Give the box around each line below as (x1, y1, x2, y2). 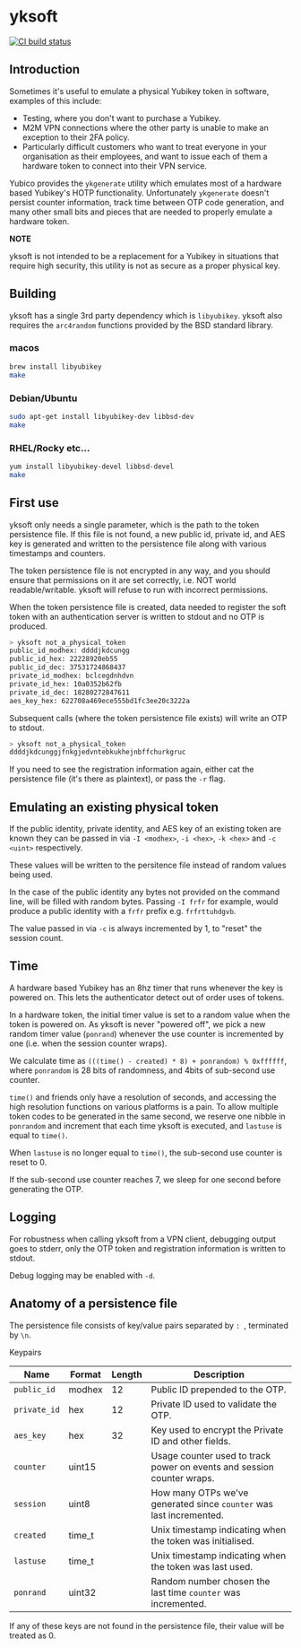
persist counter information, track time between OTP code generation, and (9, 196, 285, 207)
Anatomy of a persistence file (9, 1296, 177, 1312)
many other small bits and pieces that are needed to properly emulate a (9, 206, 273, 217)
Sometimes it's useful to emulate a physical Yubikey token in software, (9, 85, 270, 96)
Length (111, 1368, 142, 1381)
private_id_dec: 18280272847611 (9, 688, 130, 697)
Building (9, 286, 56, 301)
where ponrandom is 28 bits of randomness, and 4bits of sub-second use (9, 1065, 276, 1076)
